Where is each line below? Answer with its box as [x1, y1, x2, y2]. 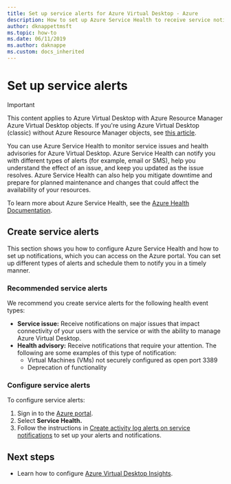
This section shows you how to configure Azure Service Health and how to [7, 244, 219, 253]
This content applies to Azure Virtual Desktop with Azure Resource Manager [7, 114, 223, 122]
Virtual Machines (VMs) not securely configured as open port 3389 [27, 356, 218, 364]
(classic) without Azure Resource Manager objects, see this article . [7, 128, 197, 137]
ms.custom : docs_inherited [7, 49, 85, 56]
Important [7, 100, 35, 108]
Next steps [7, 451, 55, 463]
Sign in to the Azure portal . [16, 409, 93, 417]
